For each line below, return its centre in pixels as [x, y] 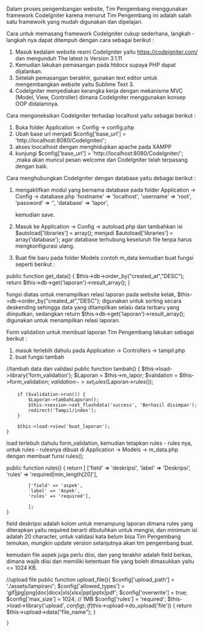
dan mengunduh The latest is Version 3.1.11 [69, 58]
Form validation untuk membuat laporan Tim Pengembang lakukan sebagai [100, 332]
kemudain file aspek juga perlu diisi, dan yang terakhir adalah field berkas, [100, 555]
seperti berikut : [35, 264]
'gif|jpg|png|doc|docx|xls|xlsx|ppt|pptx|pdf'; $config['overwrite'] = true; [97, 592]
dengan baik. [32, 166]
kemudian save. [35, 215]
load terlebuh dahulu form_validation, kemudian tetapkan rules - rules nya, [99, 443]
